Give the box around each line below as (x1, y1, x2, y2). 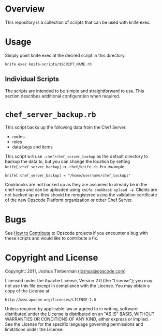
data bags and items (12, 144, 53, 150)
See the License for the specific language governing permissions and (5, 321, 144, 327)
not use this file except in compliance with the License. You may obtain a (5, 283, 150, 288)
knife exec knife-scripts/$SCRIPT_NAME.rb (5, 62, 92, 66)
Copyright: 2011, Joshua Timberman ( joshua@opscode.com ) (5, 268, 126, 274)
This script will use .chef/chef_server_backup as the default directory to (5, 153, 148, 159)
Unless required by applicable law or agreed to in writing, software (5, 305, 138, 311)
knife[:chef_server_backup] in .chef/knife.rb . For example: (5, 163, 126, 169)
